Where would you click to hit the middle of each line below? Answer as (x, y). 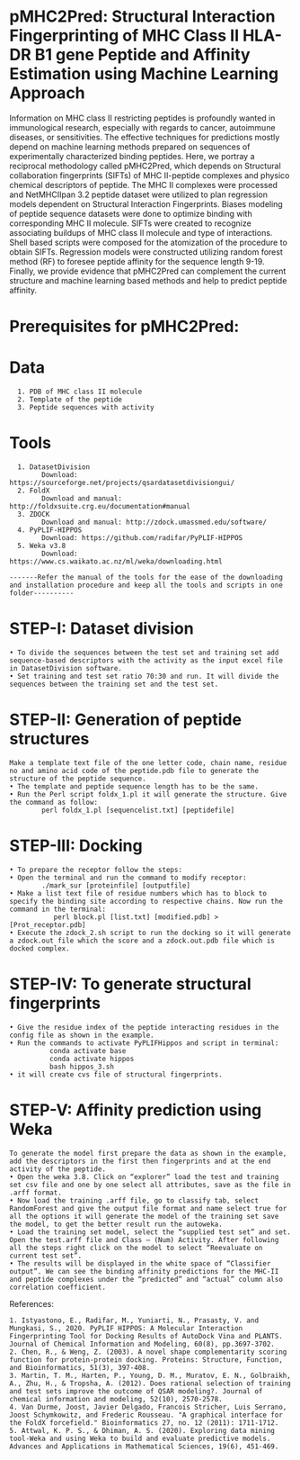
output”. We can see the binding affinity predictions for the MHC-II (144, 1271)
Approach (47, 93)
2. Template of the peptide (70, 400)
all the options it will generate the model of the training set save (144, 1216)
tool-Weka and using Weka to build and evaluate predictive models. (140, 1438)
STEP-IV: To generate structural (130, 984)
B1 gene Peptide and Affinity (142, 55)
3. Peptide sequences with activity (86, 408)
